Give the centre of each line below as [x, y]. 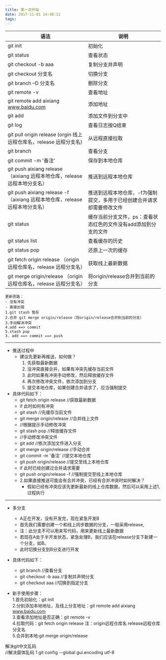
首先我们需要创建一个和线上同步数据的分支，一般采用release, [82, 525]
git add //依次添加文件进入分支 [51, 443]
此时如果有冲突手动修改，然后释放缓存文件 [70, 375]
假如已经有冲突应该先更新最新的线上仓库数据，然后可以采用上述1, [94, 487]
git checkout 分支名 [30, 74]
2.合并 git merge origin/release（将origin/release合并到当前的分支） [75, 318]
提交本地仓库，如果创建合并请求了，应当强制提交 [77, 388]
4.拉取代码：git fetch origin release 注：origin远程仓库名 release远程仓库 [86, 623]
